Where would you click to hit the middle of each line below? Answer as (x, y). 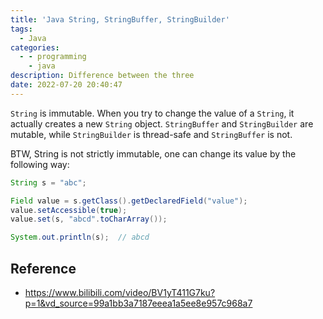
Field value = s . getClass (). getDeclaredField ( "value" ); (129, 201)
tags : (21, 29)
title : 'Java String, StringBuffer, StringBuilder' (120, 19)
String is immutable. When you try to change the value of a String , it (152, 113)
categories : (35, 47)
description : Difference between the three (102, 76)
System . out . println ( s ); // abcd (80, 237)
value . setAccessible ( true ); (69, 210)
